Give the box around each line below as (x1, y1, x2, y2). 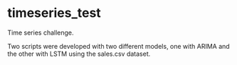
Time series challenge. (7, 28, 74, 37)
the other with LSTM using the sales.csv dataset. (7, 49, 151, 58)
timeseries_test (7, 5, 101, 21)
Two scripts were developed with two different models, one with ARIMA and (7, 42, 230, 50)
